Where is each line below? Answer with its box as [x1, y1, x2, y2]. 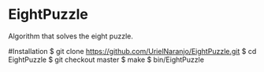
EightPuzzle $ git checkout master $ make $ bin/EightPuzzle [8, 55, 205, 64]
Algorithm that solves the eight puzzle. [8, 31, 134, 41]
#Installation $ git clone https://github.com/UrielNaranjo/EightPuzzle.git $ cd [8, 46, 257, 56]
